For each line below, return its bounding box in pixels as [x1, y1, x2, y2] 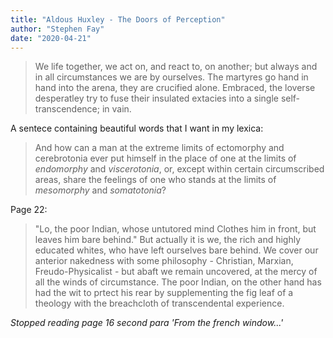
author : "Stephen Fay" [10, 24, 105, 34]
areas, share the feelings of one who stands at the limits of [34, 174, 277, 186]
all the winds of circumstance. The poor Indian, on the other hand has [34, 276, 322, 288]
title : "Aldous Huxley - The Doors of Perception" [10, 14, 226, 25]
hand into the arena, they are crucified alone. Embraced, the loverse [34, 82, 316, 94]
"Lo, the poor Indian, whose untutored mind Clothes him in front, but [34, 223, 317, 235]
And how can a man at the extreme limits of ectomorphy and [34, 142, 285, 154]
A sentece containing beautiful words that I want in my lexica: [10, 122, 264, 135]
